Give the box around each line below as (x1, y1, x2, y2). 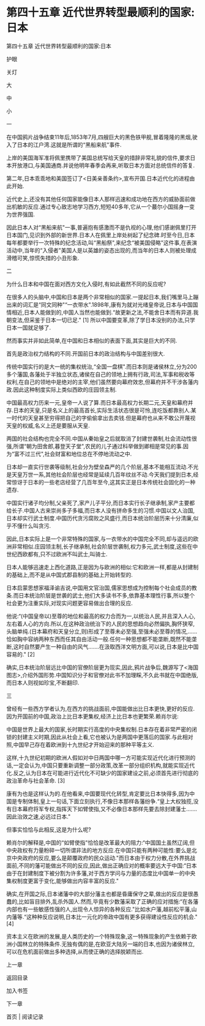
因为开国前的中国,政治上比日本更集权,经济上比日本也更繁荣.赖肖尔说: (6, 713, 179, 720)
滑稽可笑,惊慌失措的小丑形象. (6, 254, 80, 261)
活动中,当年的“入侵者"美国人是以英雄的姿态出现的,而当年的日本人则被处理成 (6, 246, 197, 254)
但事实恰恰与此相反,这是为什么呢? (6, 826, 92, 833)
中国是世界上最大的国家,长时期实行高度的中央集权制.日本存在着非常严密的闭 (6, 725, 198, 733)
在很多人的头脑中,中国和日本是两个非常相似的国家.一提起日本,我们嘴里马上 (6, 293, 194, 301)
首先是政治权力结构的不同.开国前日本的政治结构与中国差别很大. (6, 350, 165, 357)
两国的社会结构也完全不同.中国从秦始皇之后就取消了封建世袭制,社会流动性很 (6, 435, 198, 442)
